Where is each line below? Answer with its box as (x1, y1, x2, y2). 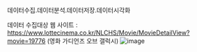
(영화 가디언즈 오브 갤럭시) (47, 37, 119, 45)
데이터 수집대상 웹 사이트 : (7, 21, 78, 29)
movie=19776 (7, 37, 46, 45)
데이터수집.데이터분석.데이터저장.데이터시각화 (7, 6, 131, 14)
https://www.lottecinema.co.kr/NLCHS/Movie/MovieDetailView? (7, 28, 190, 37)
